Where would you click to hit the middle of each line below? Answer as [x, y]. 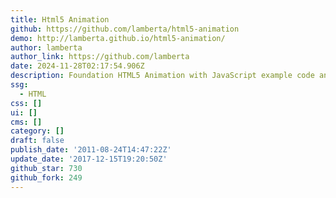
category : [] [37, 131]
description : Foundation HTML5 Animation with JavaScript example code [162, 76]
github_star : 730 [46, 168]
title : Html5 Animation [60, 19]
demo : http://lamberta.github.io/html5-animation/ [118, 38]
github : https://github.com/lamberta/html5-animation [125, 29]
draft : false [37, 141]
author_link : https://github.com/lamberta [100, 57]
